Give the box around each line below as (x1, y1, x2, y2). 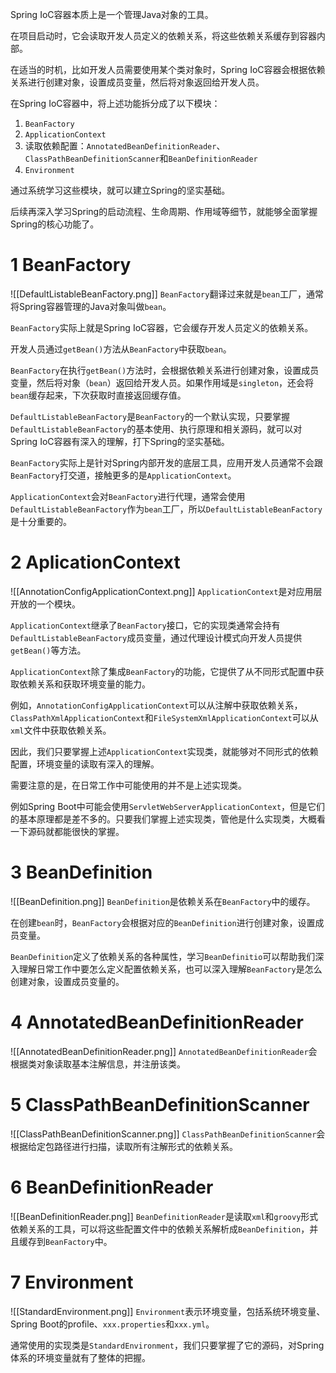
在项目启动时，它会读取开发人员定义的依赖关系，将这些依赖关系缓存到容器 (10, 30, 317, 42)
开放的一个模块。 (10, 598, 81, 610)
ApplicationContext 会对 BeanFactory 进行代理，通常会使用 (10, 490, 246, 502)
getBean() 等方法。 (10, 644, 87, 656)
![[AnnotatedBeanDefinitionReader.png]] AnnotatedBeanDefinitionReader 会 (10, 1045, 318, 1057)
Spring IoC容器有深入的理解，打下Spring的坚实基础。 (10, 435, 230, 447)
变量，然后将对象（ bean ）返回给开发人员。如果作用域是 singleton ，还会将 (10, 376, 315, 388)
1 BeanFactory (10, 254, 132, 277)
